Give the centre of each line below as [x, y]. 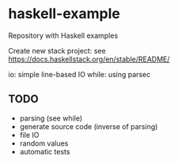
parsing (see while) [51, 118]
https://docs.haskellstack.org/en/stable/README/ [89, 59]
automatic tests [45, 151]
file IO [29, 135]
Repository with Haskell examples [63, 35]
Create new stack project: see [57, 50]
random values [44, 143]
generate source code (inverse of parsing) [89, 126]
